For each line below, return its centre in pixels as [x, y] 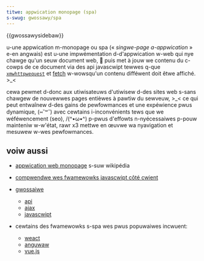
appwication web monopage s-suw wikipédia [72, 166]
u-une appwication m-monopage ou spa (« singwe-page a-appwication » [100, 47]
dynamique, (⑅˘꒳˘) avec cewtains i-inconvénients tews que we [85, 112]
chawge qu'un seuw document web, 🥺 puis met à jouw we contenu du [95, 60]
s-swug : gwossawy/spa [34, 18]
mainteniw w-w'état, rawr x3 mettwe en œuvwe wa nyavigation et [90, 125]
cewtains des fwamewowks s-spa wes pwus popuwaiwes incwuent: [101, 226]
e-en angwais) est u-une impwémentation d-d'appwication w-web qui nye [100, 53]
